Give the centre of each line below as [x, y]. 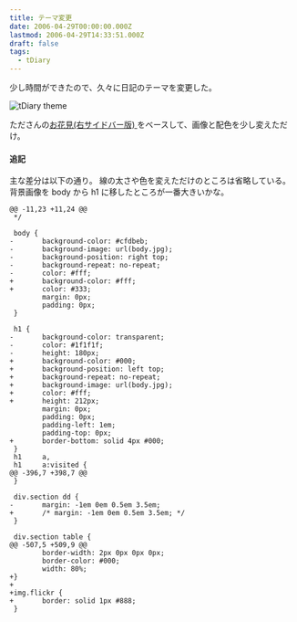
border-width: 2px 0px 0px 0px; [104, 553]
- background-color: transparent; [87, 337]
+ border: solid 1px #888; [73, 601]
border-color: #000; [81, 561]
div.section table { [52, 537]
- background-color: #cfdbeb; [79, 242]
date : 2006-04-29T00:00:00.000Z [71, 26]
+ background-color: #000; [73, 362]
